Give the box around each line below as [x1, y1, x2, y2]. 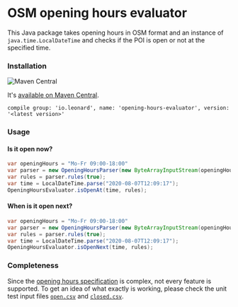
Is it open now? [7, 144, 53, 153]
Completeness [7, 260, 59, 270]
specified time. [7, 43, 51, 52]
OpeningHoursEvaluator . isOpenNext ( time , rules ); [7, 244, 154, 251]
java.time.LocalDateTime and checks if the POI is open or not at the [7, 35, 205, 44]
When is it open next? [7, 202, 73, 210]
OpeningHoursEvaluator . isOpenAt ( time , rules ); [7, 186, 147, 194]
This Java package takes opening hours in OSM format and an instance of [7, 28, 224, 37]
